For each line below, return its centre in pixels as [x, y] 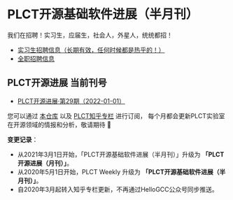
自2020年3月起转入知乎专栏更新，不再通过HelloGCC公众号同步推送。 [118, 189]
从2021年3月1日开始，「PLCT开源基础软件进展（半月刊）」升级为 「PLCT [121, 154]
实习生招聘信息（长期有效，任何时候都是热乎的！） [91, 50]
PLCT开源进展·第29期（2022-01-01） [71, 101]
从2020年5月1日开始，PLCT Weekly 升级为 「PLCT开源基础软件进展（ [118, 171]
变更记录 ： [23, 139]
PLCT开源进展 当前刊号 [57, 83]
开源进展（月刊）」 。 [45, 163]
